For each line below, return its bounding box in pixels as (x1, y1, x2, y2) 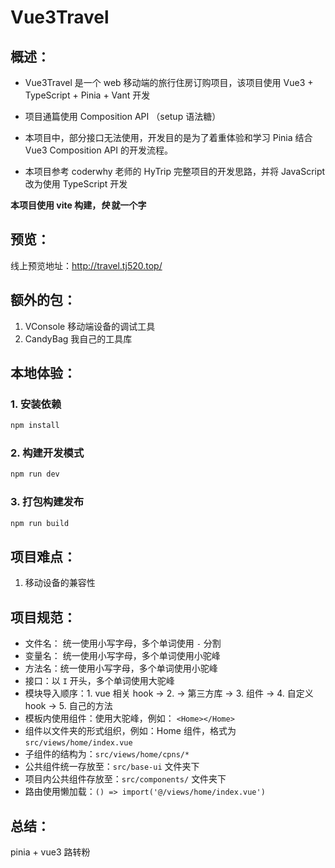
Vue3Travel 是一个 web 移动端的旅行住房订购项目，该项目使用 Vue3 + (24, 77, 314, 88)
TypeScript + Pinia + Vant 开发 (24, 89, 151, 101)
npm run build (10, 518, 70, 528)
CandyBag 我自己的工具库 (24, 332, 133, 345)
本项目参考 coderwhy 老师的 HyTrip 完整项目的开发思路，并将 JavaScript (24, 166, 326, 177)
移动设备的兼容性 (24, 577, 96, 589)
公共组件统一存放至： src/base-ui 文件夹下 (24, 761, 200, 773)
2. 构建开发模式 (10, 446, 85, 460)
